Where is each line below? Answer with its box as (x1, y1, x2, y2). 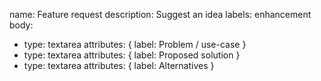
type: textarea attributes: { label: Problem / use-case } (23, 39, 247, 50)
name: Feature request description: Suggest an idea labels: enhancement (9, 9, 312, 20)
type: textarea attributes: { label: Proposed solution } (23, 49, 241, 61)
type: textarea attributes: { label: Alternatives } (23, 60, 215, 71)
